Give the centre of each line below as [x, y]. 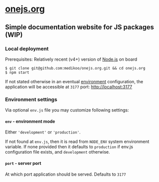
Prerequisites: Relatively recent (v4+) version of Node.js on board [71, 59]
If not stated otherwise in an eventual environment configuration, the [74, 81]
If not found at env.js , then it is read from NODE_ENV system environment [77, 142]
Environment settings [31, 99]
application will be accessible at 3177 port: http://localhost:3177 [69, 87]
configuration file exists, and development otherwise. [57, 152]
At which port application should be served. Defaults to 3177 [66, 174]
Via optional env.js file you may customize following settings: [67, 110]
